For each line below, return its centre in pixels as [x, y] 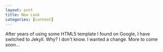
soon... [13, 45]
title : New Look [22, 15]
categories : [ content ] [29, 19]
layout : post [19, 10]
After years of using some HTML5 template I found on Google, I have [78, 34]
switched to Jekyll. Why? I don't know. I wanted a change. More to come [82, 39]
